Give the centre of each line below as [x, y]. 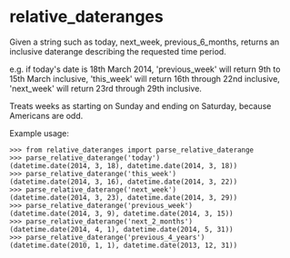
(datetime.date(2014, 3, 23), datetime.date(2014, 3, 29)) [124, 197]
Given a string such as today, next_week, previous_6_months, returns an [145, 42]
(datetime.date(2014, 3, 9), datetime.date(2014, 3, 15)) [121, 213]
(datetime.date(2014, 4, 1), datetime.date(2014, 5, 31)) [121, 229]
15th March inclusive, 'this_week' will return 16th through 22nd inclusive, [145, 78]
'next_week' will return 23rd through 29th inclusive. [106, 88]
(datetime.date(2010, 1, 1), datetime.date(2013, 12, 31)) [124, 245]
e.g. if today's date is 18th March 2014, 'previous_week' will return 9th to [145, 69]
